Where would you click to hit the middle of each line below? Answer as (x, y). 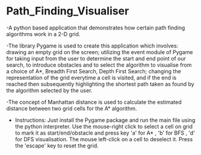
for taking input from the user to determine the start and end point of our (96, 58)
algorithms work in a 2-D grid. (43, 34)
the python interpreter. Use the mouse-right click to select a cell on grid (104, 126)
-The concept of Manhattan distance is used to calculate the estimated (94, 102)
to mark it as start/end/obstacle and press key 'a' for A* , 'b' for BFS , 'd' (105, 133)
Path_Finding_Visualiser (68, 11)
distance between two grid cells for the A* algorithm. (72, 108)
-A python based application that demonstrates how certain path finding (96, 28)
